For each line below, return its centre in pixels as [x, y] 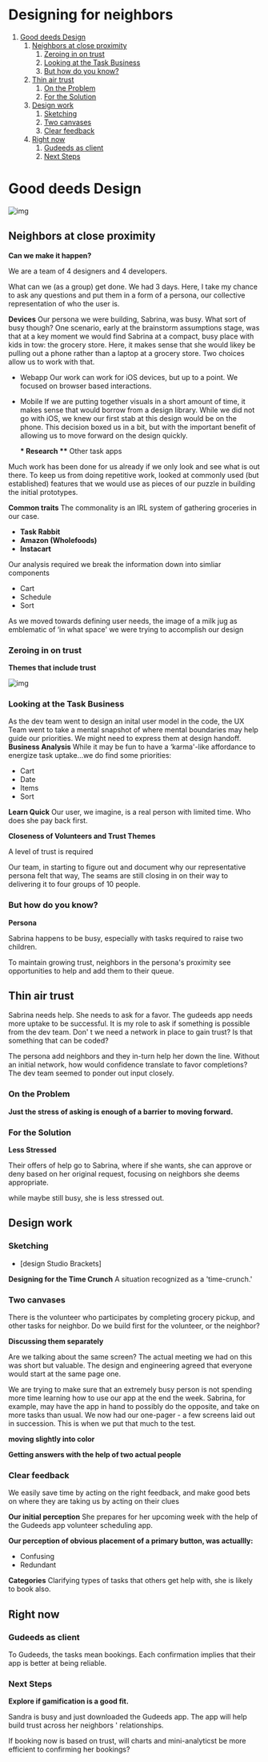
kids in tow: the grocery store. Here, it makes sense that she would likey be [132, 344]
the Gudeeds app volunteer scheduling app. [81, 1525]
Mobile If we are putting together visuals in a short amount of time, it [132, 401]
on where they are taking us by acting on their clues [94, 1501]
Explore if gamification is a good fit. [69, 1701]
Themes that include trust [52, 667]
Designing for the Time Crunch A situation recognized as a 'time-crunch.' [130, 1279]
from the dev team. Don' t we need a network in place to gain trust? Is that [131, 1032]
